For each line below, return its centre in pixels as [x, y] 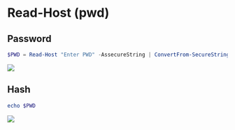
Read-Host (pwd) [58, 13]
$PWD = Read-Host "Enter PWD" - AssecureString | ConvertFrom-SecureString [119, 55]
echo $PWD [22, 106]
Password [29, 39]
